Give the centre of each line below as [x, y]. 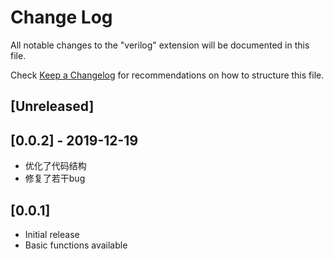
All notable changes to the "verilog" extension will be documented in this [160, 45]
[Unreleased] [52, 106]
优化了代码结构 [55, 166]
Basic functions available [76, 245]
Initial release [52, 234]
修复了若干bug [55, 178]
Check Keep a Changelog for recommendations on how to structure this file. [167, 75]
